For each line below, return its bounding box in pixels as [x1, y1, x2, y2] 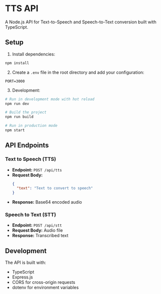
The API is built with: [5, 259, 46, 265]
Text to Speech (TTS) [5, 156, 56, 163]
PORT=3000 [5, 79, 25, 84]
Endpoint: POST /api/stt [12, 222, 62, 228]
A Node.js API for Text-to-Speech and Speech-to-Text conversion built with [5, 19, 157, 25]
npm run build [5, 115, 34, 120]
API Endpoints [5, 141, 49, 150]
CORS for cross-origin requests [12, 279, 75, 285]
